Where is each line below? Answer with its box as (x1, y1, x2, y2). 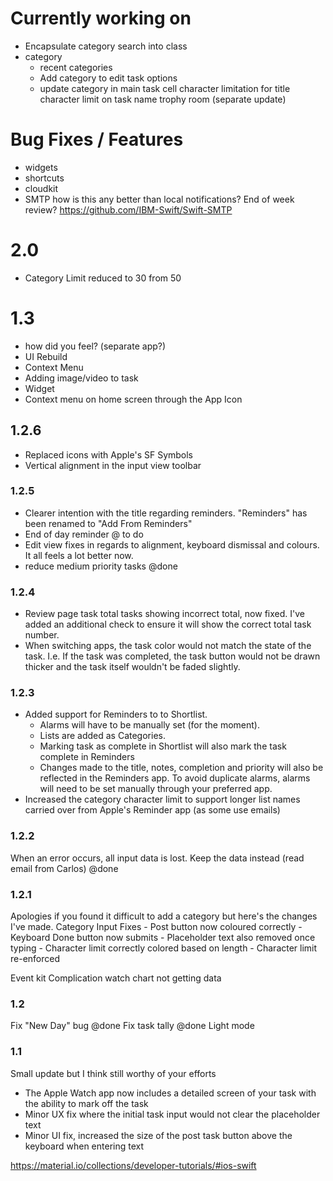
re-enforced (10, 953, 61, 965)
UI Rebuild (24, 350, 68, 362)
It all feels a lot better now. (24, 549, 134, 561)
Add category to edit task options (39, 72, 178, 84)
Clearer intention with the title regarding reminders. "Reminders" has (24, 507, 308, 519)
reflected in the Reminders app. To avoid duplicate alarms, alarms (39, 772, 311, 784)
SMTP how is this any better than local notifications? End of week (24, 193, 295, 205)
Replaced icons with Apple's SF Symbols (24, 448, 194, 461)
